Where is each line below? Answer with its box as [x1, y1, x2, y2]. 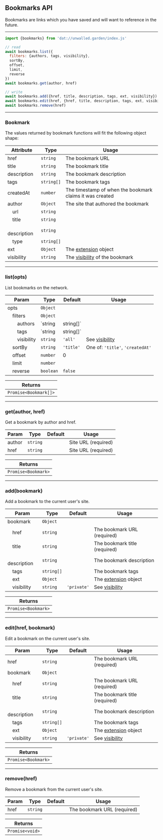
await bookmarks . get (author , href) [5, 81, 77, 85]
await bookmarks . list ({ [5, 49, 53, 54]
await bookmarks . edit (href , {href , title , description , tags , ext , [5, 99, 145, 103]
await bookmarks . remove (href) [5, 103, 66, 108]
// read [5, 45, 21, 50]
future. [5, 22, 18, 28]
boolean [40, 368, 58, 373]
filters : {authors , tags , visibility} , [9, 53, 90, 59]
